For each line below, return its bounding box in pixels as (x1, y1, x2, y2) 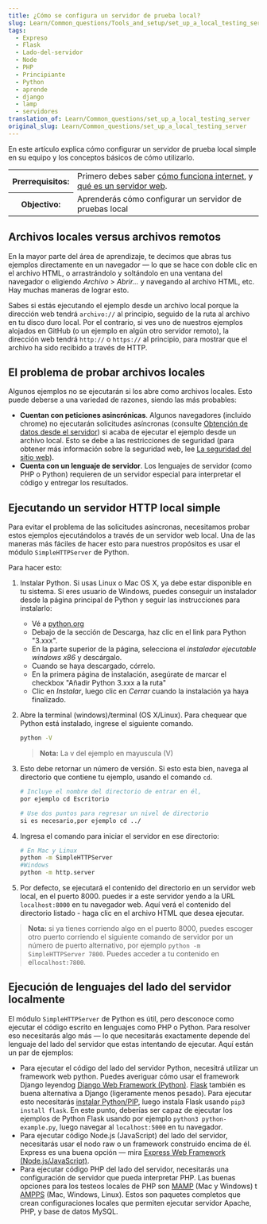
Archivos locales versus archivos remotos (8, 230, 221, 244)
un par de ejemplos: (8, 1048, 74, 1057)
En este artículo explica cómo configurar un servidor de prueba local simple (8, 144, 257, 153)
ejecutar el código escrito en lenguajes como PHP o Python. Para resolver (8, 1022, 250, 1032)
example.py (19, 1123, 56, 1132)
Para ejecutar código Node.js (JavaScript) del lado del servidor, (19, 1130, 228, 1140)
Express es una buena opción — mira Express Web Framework (19, 1147, 226, 1156)
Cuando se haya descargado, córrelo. (31, 661, 156, 671)
